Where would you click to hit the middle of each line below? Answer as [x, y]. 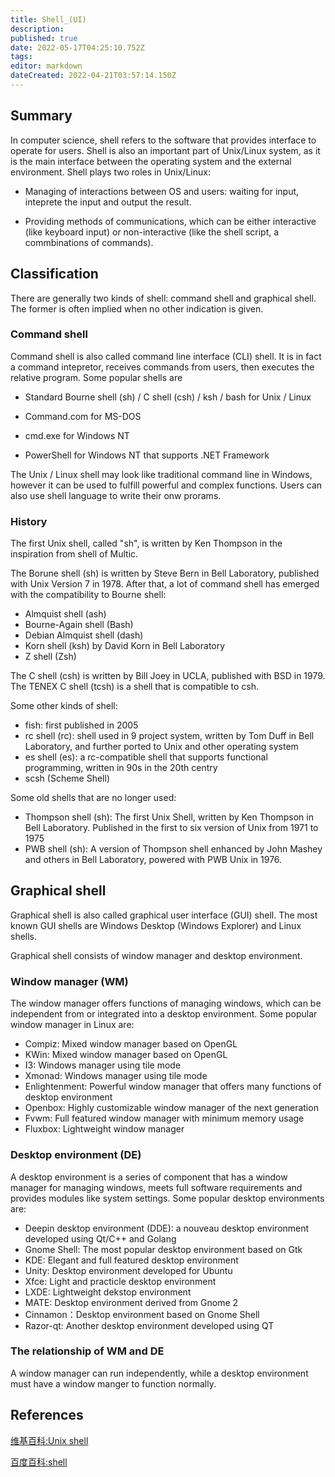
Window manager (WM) [69, 981]
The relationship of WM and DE [87, 1351]
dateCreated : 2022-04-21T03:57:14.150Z [93, 76]
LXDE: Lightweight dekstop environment [108, 1292]
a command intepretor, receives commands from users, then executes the [162, 367]
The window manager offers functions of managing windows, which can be [166, 1003]
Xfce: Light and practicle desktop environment [120, 1281]
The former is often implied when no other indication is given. [137, 308]
